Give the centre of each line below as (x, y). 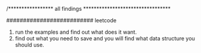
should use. (29, 45)
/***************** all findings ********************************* (88, 9)
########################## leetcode (61, 20)
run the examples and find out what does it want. (76, 32)
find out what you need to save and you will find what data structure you (105, 38)
